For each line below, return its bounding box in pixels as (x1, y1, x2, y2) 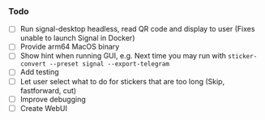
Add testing (19, 67, 59, 77)
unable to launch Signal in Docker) (19, 33, 135, 43)
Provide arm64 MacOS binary (19, 42, 120, 52)
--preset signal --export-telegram (49, 60, 170, 68)
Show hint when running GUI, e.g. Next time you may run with (19, 51, 227, 61)
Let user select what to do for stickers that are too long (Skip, (19, 76, 225, 86)
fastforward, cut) (19, 85, 77, 95)
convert (19, 60, 46, 68)
